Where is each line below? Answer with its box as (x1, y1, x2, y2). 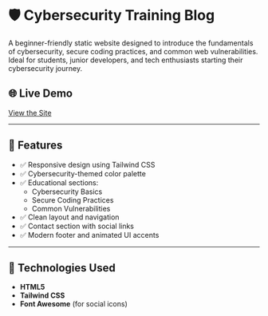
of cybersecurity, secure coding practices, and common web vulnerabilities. (8, 46, 258, 56)
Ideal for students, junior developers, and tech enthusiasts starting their (8, 55, 243, 65)
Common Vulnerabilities (31, 203, 111, 213)
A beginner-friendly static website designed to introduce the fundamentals (8, 38, 254, 48)
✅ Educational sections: (19, 177, 99, 188)
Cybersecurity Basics (31, 187, 103, 196)
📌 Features (8, 139, 63, 152)
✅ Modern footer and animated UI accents (19, 230, 160, 239)
